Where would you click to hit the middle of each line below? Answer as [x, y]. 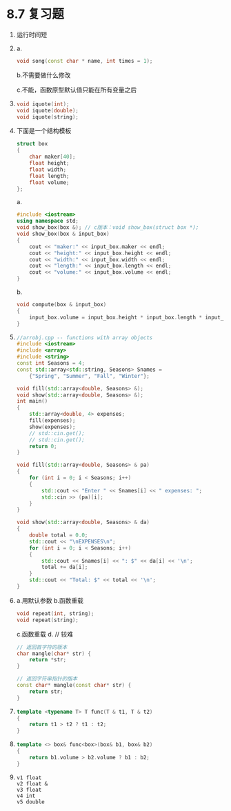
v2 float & [32, 783]
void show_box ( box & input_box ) [63, 234]
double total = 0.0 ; [59, 535]
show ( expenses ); [52, 427]
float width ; [48, 170]
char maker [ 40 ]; [52, 157]
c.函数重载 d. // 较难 [45, 634]
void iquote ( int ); [43, 104]
